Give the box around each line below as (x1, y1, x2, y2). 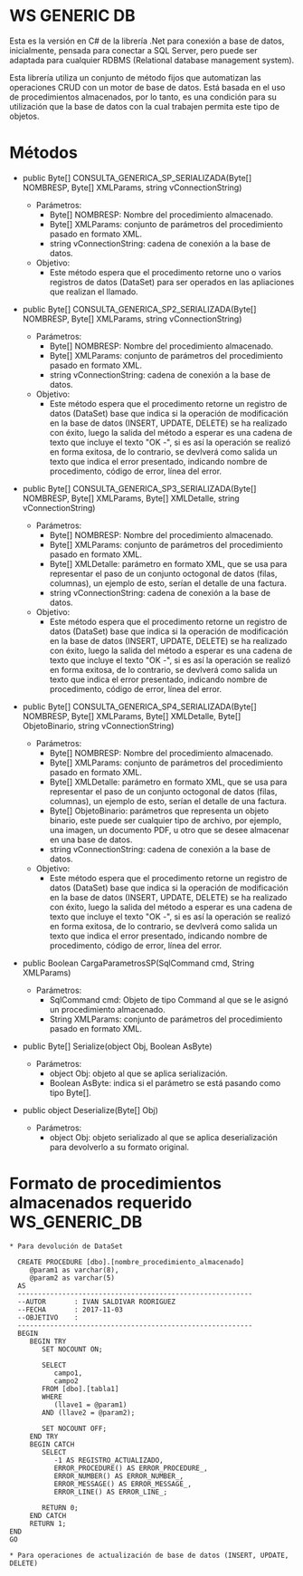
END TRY (29, 1432, 59, 1441)
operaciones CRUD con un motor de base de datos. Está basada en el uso (9, 82, 286, 92)
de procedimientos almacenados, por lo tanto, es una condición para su (9, 91, 278, 102)
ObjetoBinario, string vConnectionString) (22, 720, 175, 731)
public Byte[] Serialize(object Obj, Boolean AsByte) (22, 1041, 213, 1052)
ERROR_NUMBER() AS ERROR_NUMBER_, (53, 1471, 184, 1481)
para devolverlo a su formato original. (49, 1141, 190, 1152)
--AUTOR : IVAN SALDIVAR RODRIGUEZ (17, 1297, 176, 1306)
